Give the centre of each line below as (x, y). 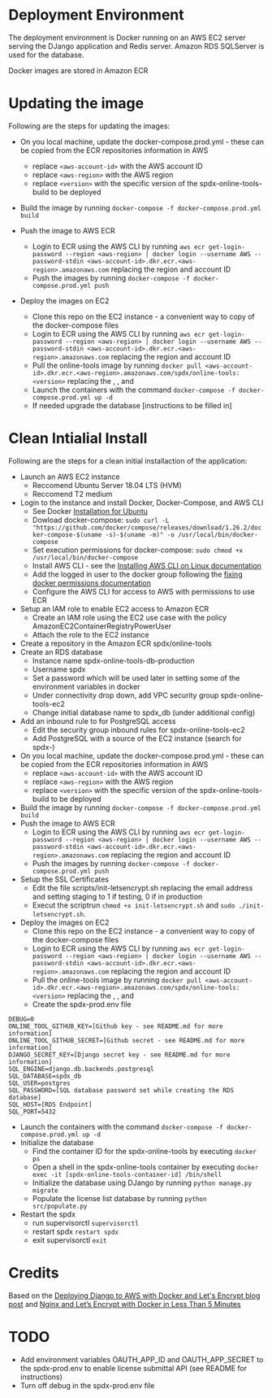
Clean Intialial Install (78, 439)
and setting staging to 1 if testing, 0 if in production (117, 896)
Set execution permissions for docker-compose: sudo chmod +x (138, 550)
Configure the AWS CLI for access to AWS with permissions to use (144, 591)
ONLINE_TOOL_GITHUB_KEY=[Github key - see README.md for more (116, 1026)
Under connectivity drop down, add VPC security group (125, 695)
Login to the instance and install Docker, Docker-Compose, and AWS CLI (142, 503)
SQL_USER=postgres (39, 1083)
